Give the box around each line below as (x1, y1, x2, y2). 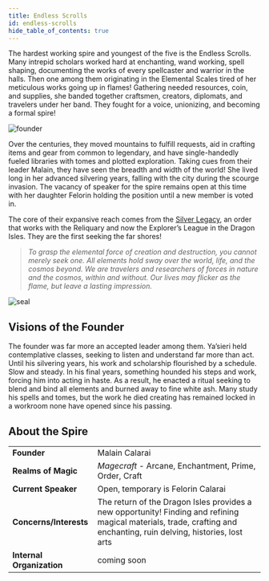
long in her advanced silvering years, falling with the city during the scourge (8, 173, 259, 183)
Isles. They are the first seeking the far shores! (8, 232, 163, 242)
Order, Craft (97, 470, 143, 481)
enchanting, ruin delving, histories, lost (97, 526, 243, 538)
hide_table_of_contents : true (8, 26, 110, 35)
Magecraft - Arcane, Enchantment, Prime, (97, 461, 256, 471)
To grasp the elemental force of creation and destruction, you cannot (27, 247, 258, 257)
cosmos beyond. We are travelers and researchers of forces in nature (27, 264, 259, 274)
